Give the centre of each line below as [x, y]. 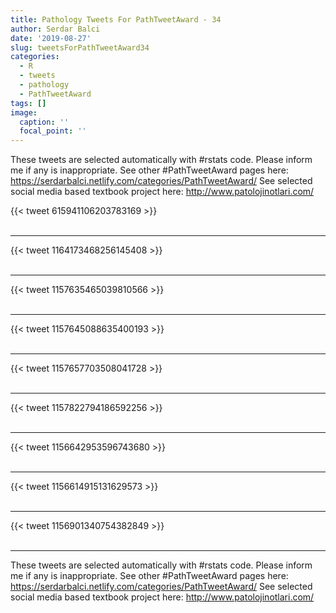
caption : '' [44, 122]
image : [24, 112]
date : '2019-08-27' [51, 38]
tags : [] [28, 103]
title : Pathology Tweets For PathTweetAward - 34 [116, 19]
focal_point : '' [53, 131]
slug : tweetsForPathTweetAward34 [80, 47]
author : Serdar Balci [55, 29]
